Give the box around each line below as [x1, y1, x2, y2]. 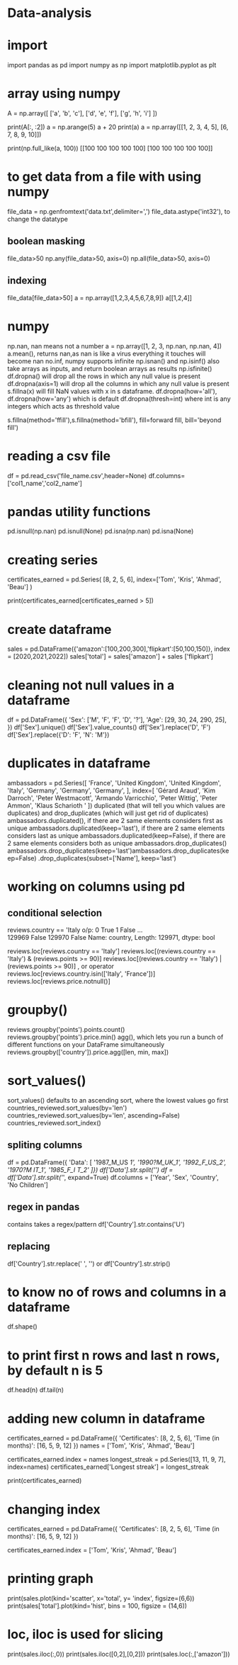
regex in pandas [7, 1201, 80, 1213]
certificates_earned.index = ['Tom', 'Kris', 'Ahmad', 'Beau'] [7, 1546, 177, 1555]
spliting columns [7, 1139, 83, 1152]
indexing [7, 275, 47, 287]
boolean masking [7, 235, 85, 247]
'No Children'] [7, 1181, 48, 1189]
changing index [7, 1501, 101, 1517]
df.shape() [7, 1322, 38, 1331]
